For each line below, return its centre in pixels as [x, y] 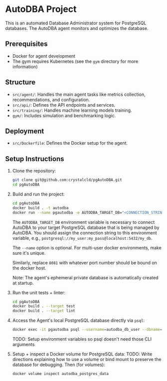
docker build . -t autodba [40, 208]
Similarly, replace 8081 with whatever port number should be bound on [84, 262]
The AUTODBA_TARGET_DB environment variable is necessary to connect [83, 222]
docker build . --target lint [44, 311]
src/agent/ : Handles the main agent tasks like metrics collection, [79, 94]
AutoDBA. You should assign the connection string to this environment [84, 232]
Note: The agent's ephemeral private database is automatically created [85, 277]
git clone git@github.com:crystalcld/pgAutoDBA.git [67, 180]
